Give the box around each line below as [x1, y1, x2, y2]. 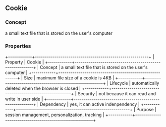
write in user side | [5, 96, 43, 102]
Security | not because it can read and [77, 90, 156, 96]
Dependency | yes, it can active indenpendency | [39, 101, 140, 107]
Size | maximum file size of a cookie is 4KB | [24, 74, 114, 81]
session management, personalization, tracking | [5, 112, 105, 118]
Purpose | [136, 106, 157, 112]
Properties [5, 42, 31, 49]
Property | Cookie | [5, 59, 44, 65]
